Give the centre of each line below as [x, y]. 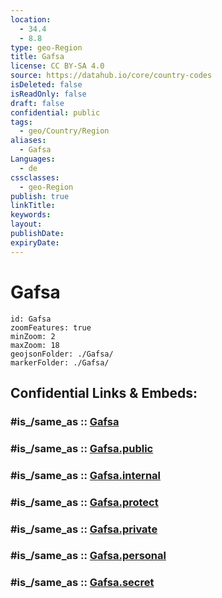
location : [31, 19]
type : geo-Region [46, 47]
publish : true [40, 196]
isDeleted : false [46, 85]
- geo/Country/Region [64, 131]
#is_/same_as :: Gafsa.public [82, 448]
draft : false [37, 103]
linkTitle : [33, 206]
